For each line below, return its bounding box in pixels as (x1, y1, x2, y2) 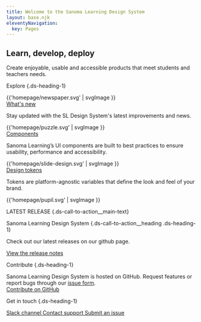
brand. (6, 185, 23, 192)
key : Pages (12, 25, 39, 32)
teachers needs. (6, 71, 47, 78)
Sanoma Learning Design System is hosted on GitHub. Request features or (6, 273, 193, 280)
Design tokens (6, 167, 42, 174)
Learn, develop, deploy (6, 48, 95, 58)
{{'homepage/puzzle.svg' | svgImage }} (6, 124, 105, 131)
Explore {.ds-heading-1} (6, 82, 67, 89)
